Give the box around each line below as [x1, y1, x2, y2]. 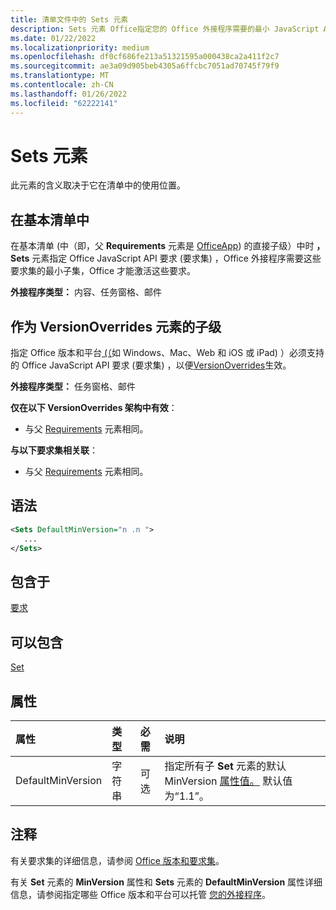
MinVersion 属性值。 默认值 [164, 774, 293, 788]
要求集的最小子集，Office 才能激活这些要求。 [10, 265, 197, 277]
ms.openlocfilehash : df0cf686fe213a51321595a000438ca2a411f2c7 [10, 52, 280, 62]
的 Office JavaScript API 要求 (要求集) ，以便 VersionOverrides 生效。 [10, 359, 292, 371]
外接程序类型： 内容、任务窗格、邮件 [10, 286, 162, 298]
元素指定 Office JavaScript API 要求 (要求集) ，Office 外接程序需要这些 [31, 252, 322, 265]
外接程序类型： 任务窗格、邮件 [10, 381, 136, 393]
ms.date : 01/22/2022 [10, 33, 97, 43]
